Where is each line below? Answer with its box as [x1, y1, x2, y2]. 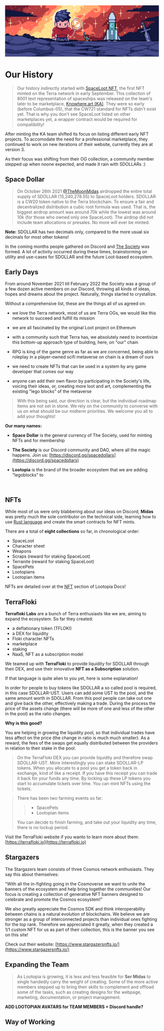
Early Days [5, 268, 39, 276]
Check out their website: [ [5, 941, 57, 947]
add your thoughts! [17, 413, 56, 420]
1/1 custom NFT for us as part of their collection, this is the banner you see [5, 927, 155, 932]
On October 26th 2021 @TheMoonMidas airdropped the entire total [17, 188, 152, 194]
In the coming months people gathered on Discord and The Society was [5, 243, 150, 249]
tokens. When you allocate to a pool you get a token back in [17, 765, 138, 771]
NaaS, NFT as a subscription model [12, 651, 84, 657]
